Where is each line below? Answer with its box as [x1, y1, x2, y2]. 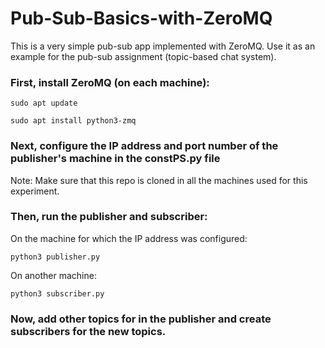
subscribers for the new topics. [10, 324, 167, 338]
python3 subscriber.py [10, 288, 105, 299]
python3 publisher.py [10, 252, 101, 262]
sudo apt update [10, 98, 78, 109]
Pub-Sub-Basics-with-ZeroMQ [10, 7, 273, 30]
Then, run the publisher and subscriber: [10, 210, 208, 224]
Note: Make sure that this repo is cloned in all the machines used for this [10, 174, 308, 186]
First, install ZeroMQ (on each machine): [10, 75, 210, 89]
